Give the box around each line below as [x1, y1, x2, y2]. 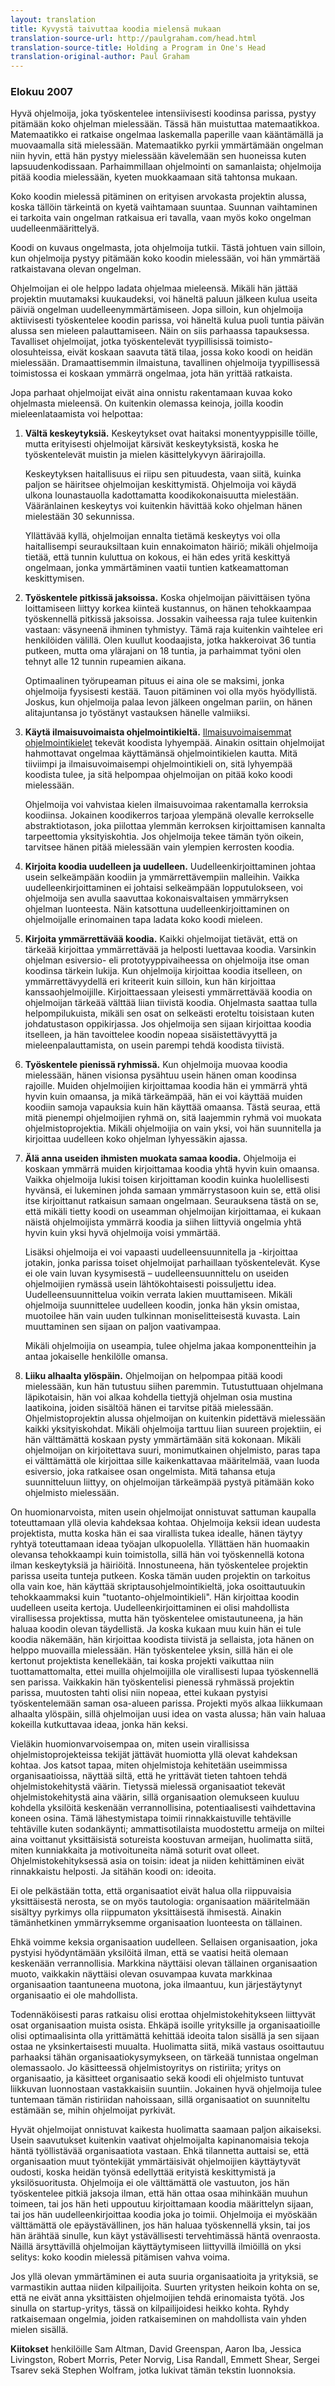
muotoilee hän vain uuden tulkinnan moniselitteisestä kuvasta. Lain [24, 1310, 301, 1322]
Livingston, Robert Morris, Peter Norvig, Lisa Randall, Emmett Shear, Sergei [10, 2354, 320, 2366]
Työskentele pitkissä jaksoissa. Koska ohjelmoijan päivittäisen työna [24, 592, 311, 604]
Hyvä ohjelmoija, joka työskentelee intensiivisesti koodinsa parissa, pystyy [10, 107, 317, 120]
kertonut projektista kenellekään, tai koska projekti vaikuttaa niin [10, 1655, 275, 1667]
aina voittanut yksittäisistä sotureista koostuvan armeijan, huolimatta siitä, [10, 1834, 313, 1846]
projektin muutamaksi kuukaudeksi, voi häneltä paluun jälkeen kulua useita [10, 293, 318, 305]
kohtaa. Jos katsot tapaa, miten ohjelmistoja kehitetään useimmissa [10, 1759, 288, 1771]
